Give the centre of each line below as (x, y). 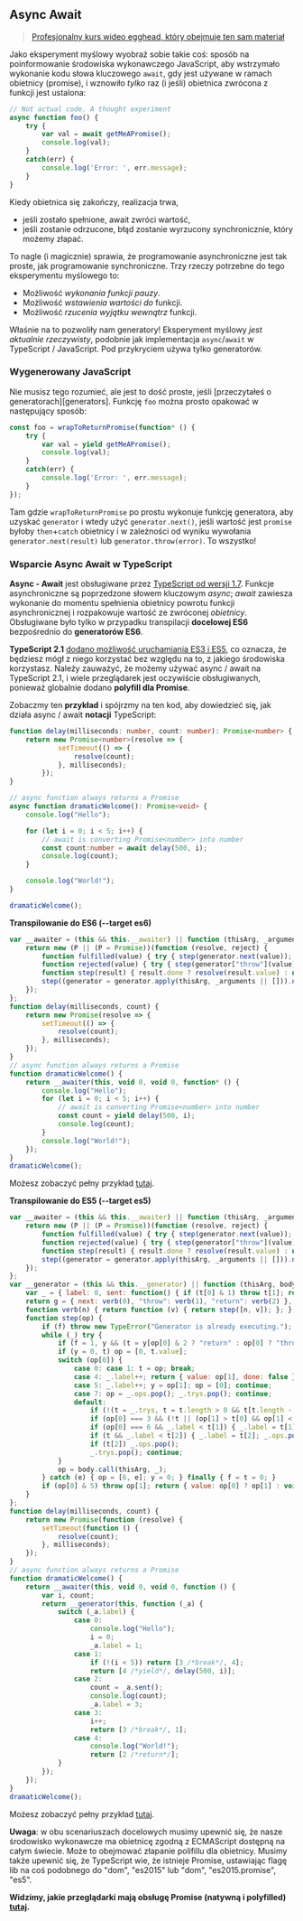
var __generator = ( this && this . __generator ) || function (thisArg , (143, 1285)
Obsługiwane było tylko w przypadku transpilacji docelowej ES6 (129, 622)
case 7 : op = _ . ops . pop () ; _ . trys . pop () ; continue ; (173, 1394)
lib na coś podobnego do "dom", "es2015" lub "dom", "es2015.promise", (143, 1870)
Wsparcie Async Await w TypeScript (91, 564)
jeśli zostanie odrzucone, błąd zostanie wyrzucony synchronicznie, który (157, 228)
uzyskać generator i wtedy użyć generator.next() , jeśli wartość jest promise (151, 521)
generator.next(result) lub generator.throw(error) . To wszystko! (133, 540)
